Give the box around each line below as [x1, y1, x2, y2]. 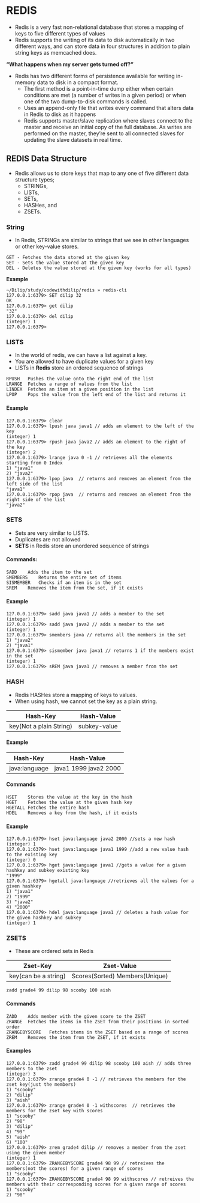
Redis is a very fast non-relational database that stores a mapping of [14, 23, 184, 31]
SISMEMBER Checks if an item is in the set [6, 580, 122, 586]
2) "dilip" [6, 1092, 34, 1098]
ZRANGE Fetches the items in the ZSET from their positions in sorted [6, 1019, 189, 1025]
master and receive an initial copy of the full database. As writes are [23, 123, 192, 130]
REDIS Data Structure [6, 154, 87, 164]
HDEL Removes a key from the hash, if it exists [6, 809, 138, 816]
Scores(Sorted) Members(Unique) [71, 972, 169, 980]
